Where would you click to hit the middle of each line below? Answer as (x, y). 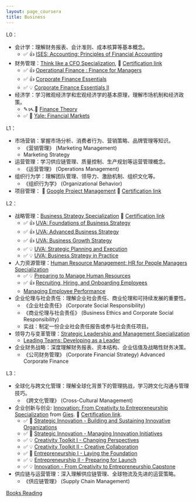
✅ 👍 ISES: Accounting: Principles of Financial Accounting (93, 54)
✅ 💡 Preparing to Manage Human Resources (77, 275)
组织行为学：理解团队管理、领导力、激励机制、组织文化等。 (86, 176)
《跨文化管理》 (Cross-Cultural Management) (78, 400)
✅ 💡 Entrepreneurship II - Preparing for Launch (80, 460)
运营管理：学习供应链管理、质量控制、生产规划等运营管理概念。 (91, 161)
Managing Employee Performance (64, 291)
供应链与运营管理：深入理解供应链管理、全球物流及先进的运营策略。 (97, 474)
